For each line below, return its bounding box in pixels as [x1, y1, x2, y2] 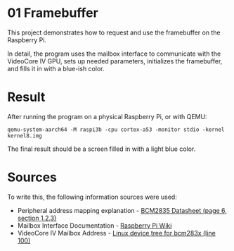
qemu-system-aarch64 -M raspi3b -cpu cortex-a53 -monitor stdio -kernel [7, 125, 225, 133]
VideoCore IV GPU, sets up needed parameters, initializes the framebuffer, [7, 56, 223, 65]
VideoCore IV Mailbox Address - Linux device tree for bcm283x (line [17, 228, 216, 237]
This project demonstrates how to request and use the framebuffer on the [7, 28, 221, 37]
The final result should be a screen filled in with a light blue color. [7, 145, 196, 153]
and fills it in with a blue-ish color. [7, 64, 105, 73]
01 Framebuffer [7, 5, 98, 21]
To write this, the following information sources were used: [7, 192, 177, 201]
